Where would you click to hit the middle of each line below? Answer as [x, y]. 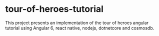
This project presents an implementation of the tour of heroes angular [77, 23]
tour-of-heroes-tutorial [54, 9]
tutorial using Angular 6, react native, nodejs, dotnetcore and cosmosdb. [80, 28]
